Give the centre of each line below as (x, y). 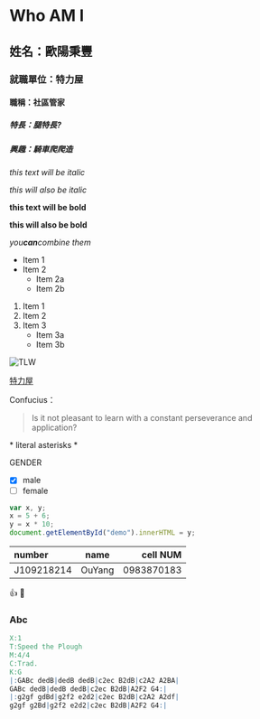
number (31, 555)
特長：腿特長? (35, 125)
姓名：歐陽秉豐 (51, 51)
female (35, 490)
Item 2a (50, 279)
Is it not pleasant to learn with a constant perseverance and (142, 418)
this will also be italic (48, 190)
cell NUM (162, 555)
